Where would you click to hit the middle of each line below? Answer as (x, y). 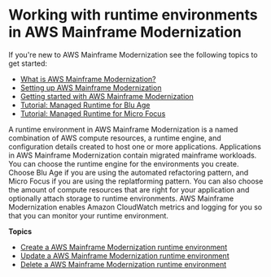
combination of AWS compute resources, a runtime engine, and (115, 138)
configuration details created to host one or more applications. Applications (135, 146)
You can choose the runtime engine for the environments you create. (124, 163)
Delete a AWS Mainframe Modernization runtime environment (123, 264)
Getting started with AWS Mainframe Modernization (107, 96)
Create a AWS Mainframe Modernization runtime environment (124, 247)
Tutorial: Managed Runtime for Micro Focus (93, 113)
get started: (28, 63)
